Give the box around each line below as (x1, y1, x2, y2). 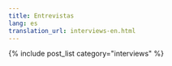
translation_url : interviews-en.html (8, 27, 136, 35)
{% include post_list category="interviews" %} (8, 49, 165, 59)
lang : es (8, 19, 38, 27)
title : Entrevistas (8, 11, 75, 20)
